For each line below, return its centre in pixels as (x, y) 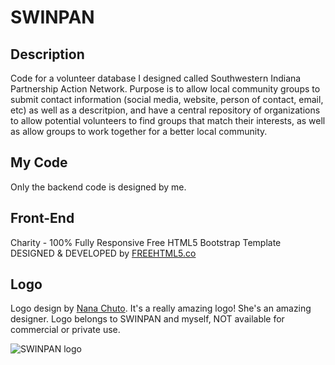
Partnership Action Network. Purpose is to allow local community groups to (165, 89)
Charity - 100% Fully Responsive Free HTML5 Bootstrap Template (146, 242)
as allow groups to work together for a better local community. (139, 131)
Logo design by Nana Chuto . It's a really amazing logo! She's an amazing (161, 308)
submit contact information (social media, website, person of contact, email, (167, 99)
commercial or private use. (65, 330)
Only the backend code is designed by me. (98, 187)
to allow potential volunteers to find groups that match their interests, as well (168, 120)
